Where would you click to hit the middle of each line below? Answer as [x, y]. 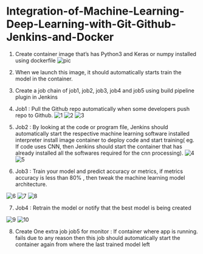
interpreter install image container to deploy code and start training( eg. [105, 140]
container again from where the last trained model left [82, 244]
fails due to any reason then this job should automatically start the [98, 238]
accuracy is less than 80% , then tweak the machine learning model [100, 177]
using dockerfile [35, 60]
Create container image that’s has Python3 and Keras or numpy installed [105, 54]
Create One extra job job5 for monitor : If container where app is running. [107, 231]
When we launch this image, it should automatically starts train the [98, 72]
